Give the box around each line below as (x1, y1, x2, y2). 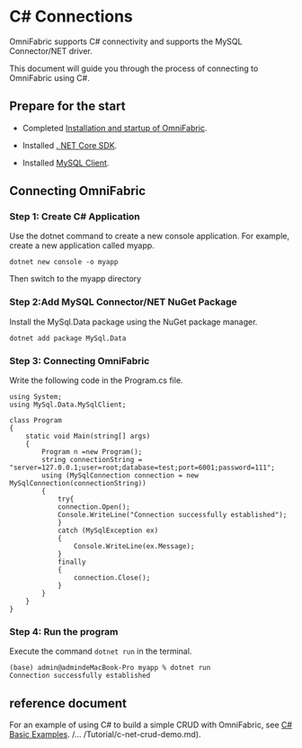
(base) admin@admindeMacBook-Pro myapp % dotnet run (9, 663, 211, 672)
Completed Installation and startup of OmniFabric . (22, 122, 208, 133)
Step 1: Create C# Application (9, 210, 141, 223)
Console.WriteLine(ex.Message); (73, 542, 195, 551)
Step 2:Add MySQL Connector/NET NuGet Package (9, 296, 237, 308)
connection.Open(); (57, 503, 130, 512)
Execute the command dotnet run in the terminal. (9, 646, 192, 657)
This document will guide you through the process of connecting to (9, 63, 259, 74)
